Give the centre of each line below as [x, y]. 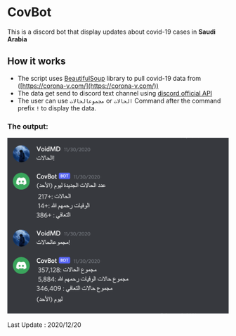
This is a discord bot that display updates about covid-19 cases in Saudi [112, 32]
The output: [28, 126]
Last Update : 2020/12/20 [45, 325]
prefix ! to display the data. [57, 108]
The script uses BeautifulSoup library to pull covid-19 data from [109, 78]
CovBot [29, 12]
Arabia [17, 39]
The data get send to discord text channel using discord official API [115, 93]
